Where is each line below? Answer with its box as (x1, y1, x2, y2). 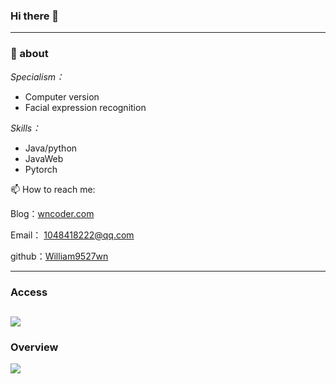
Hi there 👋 (10, 9, 60, 23)
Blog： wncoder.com (10, 207, 95, 219)
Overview (10, 340, 59, 354)
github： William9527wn (10, 250, 109, 262)
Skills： (10, 122, 42, 134)
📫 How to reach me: (10, 183, 96, 195)
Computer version (24, 90, 100, 103)
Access (10, 285, 48, 299)
